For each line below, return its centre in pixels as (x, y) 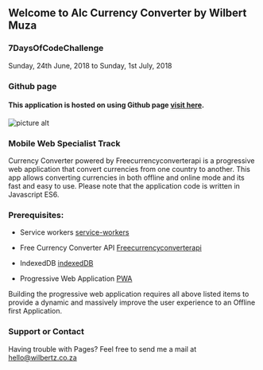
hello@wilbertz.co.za (43, 357)
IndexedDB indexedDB (56, 263)
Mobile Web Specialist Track (64, 143)
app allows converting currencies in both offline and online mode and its (126, 177)
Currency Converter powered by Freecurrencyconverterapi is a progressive (131, 161)
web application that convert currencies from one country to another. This (129, 169)
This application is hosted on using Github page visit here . (106, 105)
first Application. (35, 311)
